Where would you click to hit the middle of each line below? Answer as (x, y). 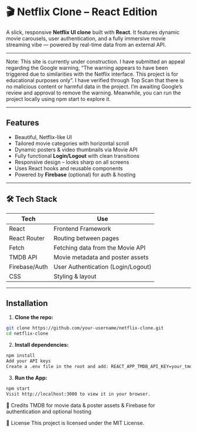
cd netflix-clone (27, 334)
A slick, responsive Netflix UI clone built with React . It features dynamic (93, 32)
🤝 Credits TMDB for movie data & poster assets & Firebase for (81, 405)
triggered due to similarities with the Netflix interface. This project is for (92, 74)
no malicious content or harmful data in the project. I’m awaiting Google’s (94, 86)
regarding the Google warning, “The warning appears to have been (87, 67)
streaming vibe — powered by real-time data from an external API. (86, 45)
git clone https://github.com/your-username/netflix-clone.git (85, 328)
